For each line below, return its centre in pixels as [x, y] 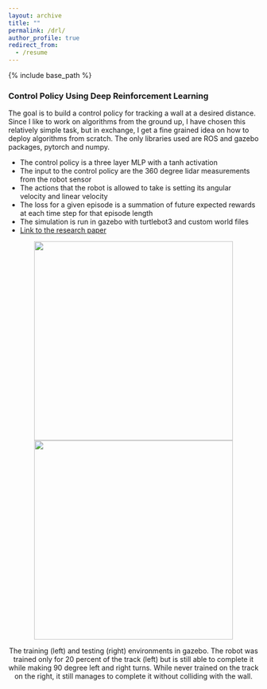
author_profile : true [44, 38]
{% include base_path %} [50, 75]
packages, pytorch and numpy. [59, 147]
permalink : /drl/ [37, 30]
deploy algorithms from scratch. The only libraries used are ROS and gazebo [133, 139]
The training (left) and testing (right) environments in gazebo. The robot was [133, 651]
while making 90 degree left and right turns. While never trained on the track [133, 668]
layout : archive [35, 16]
